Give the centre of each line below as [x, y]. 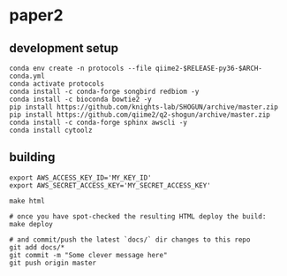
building [32, 157]
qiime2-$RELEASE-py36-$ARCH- [209, 68]
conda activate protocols [57, 84]
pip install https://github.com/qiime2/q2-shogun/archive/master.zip [140, 115]
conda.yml [27, 76]
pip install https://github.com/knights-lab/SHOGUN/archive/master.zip [143, 107]
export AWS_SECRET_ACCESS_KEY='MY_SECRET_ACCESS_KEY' [110, 185]
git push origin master [53, 263]
